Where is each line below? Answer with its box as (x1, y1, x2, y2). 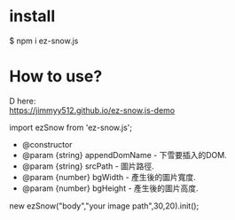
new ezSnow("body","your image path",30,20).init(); (9, 201, 200, 211)
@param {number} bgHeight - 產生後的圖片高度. (21, 183, 199, 193)
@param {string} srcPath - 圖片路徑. (21, 161, 155, 171)
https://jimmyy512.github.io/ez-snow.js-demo (9, 104, 176, 116)
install (9, 6, 56, 27)
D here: (9, 95, 36, 106)
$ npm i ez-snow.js (9, 35, 79, 46)
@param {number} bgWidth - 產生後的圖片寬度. (21, 171, 197, 182)
